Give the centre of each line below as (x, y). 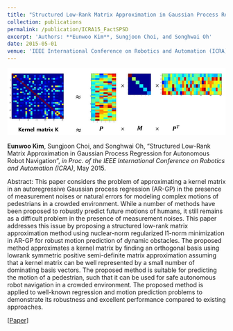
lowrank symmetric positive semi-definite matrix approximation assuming (112, 255)
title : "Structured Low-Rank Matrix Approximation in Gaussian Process (113, 15)
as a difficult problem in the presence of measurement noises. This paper (112, 219)
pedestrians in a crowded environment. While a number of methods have (111, 204)
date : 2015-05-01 (32, 44)
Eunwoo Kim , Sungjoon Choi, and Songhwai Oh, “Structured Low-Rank (109, 146)
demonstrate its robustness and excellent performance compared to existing (116, 300)
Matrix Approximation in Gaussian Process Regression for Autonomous (109, 153)
